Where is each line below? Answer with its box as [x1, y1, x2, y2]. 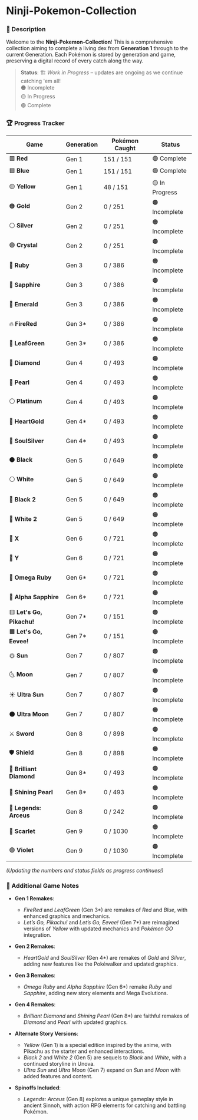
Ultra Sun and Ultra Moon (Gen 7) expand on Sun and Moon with [23, 1066, 181, 1073]
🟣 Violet [9, 845, 34, 854]
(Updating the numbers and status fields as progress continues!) [6, 867, 164, 874]
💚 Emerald [9, 300, 38, 309]
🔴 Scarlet [9, 827, 35, 835]
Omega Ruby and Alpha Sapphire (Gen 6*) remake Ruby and [23, 983, 172, 990]
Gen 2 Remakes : [14, 943, 56, 950]
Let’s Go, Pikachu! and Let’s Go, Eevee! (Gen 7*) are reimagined [23, 919, 180, 926]
